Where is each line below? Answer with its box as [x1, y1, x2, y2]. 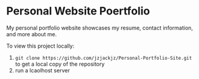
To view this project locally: [6, 42, 75, 49]
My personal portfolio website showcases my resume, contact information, [6, 24, 193, 31]
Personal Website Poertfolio [6, 4, 150, 18]
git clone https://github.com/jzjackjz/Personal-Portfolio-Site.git [15, 55, 192, 61]
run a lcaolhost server [15, 66, 70, 74]
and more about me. [6, 30, 57, 37]
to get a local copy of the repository [15, 60, 105, 68]
